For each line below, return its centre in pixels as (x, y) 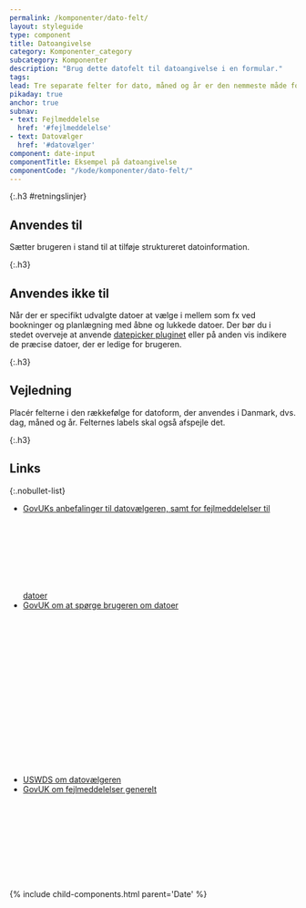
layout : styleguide (46, 26)
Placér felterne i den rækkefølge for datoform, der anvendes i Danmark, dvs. (153, 412)
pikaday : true (36, 94)
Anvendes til (46, 225)
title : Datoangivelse (51, 43)
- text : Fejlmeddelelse (55, 119)
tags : (20, 77)
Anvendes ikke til (59, 293)
